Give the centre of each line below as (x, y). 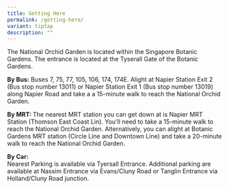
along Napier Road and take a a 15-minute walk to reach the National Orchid (114, 94)
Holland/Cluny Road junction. (48, 179)
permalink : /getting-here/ (45, 20)
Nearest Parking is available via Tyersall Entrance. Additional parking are (109, 164)
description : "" (30, 32)
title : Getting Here (37, 13)
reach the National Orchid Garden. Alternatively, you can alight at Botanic (110, 129)
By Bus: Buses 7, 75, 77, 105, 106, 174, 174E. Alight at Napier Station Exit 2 (110, 80)
